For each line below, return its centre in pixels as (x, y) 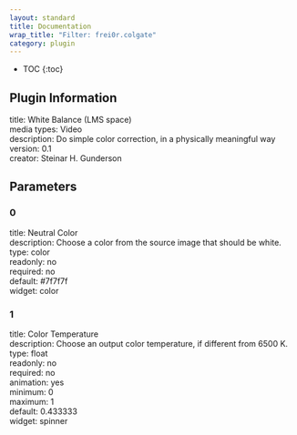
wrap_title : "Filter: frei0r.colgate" (83, 35)
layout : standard (42, 18)
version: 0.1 (31, 149)
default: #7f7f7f (39, 281)
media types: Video (46, 129)
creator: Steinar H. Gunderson (66, 158)
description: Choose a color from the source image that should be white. (146, 242)
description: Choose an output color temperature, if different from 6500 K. (149, 344)
